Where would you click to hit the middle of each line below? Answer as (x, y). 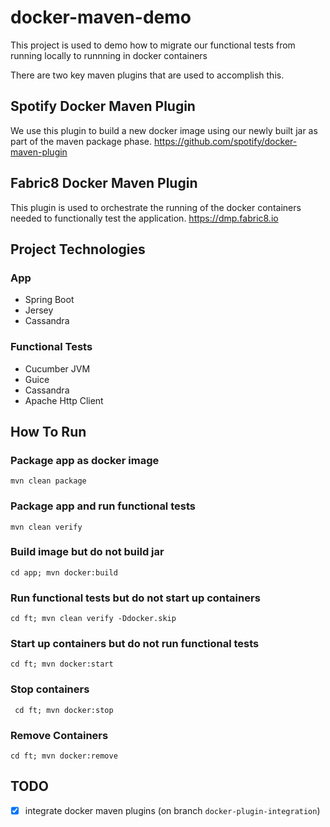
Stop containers (50, 689)
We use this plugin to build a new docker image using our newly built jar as (164, 130)
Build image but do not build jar (87, 552)
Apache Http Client (64, 400)
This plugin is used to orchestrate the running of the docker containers (156, 207)
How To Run (48, 431)
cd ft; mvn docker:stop (64, 710)
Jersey (39, 310)
